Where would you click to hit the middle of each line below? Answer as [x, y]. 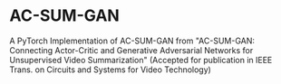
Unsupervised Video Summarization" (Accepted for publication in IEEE [141, 60]
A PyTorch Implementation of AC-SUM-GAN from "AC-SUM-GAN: [132, 41]
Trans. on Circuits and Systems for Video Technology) [110, 70]
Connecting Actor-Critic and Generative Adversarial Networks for [131, 50]
